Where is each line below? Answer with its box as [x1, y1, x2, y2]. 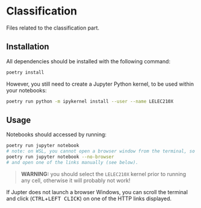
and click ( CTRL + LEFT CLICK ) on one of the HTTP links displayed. [6, 195, 172, 202]
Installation [6, 42, 49, 52]
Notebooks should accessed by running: [6, 131, 107, 138]
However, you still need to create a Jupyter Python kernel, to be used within [6, 80, 194, 87]
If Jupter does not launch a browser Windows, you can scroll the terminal [6, 188, 188, 195]
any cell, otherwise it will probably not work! [20, 177, 131, 184]
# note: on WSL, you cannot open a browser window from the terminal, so [6, 148, 196, 154]
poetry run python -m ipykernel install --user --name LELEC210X [6, 98, 173, 104]
